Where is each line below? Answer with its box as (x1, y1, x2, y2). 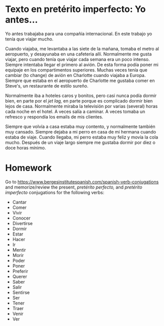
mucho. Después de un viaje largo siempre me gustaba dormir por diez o (5, 139, 156, 145)
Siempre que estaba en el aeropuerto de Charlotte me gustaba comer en (5, 77, 155, 83)
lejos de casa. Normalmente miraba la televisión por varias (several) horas (5, 103, 158, 109)
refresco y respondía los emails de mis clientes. (5, 113, 103, 119)
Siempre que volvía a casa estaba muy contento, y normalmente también (5, 123, 156, 129)
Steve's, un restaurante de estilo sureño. (5, 82, 88, 88)
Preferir (12, 268, 28, 274)
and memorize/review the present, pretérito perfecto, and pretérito (5, 184, 142, 190)
